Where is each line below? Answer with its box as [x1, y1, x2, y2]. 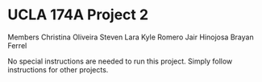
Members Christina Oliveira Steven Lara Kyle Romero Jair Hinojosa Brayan [7, 32, 255, 42]
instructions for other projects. [7, 64, 109, 74]
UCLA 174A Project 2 [7, 6, 149, 24]
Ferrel [7, 40, 27, 50]
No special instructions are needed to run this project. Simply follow [7, 56, 233, 66]
